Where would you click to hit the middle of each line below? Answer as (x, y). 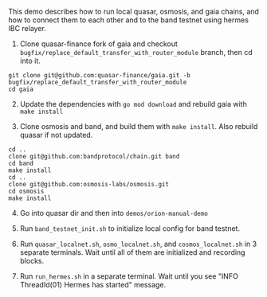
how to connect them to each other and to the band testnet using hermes (129, 20)
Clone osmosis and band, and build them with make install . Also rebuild (139, 126)
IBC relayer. (27, 28)
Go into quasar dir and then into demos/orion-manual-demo (114, 213)
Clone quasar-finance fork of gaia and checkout (98, 44)
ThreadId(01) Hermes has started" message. (93, 285)
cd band (21, 163)
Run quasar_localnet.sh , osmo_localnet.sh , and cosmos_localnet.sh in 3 (138, 244)
